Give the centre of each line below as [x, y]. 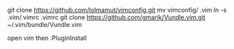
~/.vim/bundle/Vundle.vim [45, 24]
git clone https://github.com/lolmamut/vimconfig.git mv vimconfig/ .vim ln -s [117, 10]
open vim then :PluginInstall [47, 38]
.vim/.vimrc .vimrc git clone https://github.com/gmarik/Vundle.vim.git [107, 17]
